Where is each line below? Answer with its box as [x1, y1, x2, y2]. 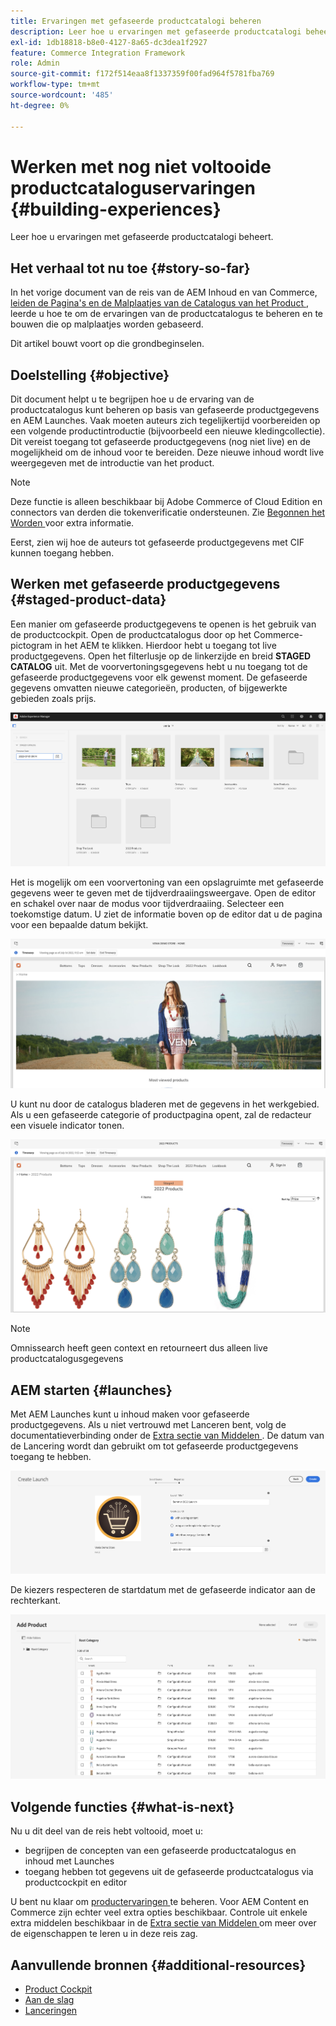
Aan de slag [24, 1994, 75, 2006]
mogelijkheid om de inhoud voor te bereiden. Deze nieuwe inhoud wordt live [10, 446, 325, 459]
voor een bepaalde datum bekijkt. [10, 918, 149, 930]
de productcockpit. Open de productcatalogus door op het [10, 628, 252, 640]
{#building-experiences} [10, 198, 222, 220]
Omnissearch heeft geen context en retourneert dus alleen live [10, 1342, 268, 1354]
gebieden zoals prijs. [10, 692, 97, 704]
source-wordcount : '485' [10, 90, 114, 100]
